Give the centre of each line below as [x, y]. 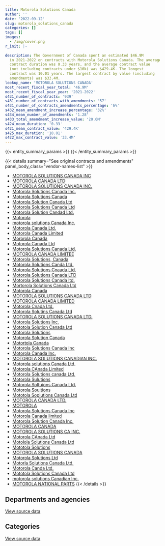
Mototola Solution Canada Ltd [42, 327]
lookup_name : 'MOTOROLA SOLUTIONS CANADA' [49, 83]
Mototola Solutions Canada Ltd [43, 474]
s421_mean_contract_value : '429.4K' [42, 128]
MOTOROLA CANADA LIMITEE [43, 254]
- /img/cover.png [27, 42]
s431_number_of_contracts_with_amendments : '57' [56, 101]
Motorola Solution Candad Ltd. [43, 212]
